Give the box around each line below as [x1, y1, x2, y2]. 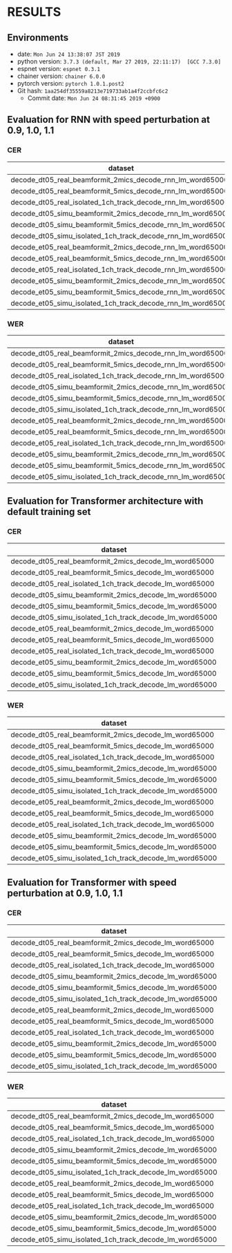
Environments [7, 32, 69, 43]
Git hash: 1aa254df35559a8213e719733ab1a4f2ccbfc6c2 [17, 87, 168, 95]
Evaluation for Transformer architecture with [7, 495, 204, 507]
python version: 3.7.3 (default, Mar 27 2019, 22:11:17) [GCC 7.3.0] [17, 57, 222, 66]
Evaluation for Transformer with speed [7, 877, 177, 888]
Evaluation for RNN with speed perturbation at [7, 114, 211, 126]
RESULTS [7, 4, 61, 20]
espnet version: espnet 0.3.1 [17, 65, 101, 72]
